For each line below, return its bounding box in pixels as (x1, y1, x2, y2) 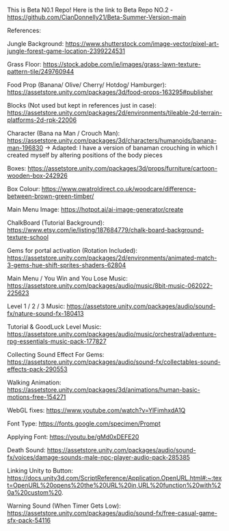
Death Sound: (7, 446, 46, 454)
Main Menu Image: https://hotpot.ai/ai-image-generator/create (7, 206, 183, 213)
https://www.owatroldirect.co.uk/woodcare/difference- (41, 185, 197, 193)
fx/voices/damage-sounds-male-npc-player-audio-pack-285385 (7, 454, 190, 461)
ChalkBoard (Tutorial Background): (7, 219, 105, 227)
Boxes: (7, 164, 27, 172)
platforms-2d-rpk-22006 (7, 116, 77, 124)
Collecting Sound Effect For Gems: (7, 351, 105, 358)
